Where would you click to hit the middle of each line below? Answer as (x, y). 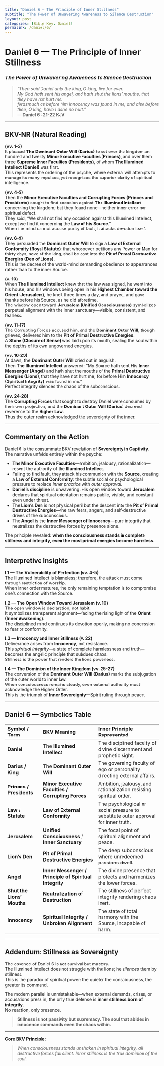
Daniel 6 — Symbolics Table (48, 715)
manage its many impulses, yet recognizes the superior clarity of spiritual (79, 178)
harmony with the (118, 917)
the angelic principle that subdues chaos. (66, 654)
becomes (14, 654)
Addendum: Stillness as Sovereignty (62, 952)
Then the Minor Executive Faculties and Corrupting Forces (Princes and (79, 198)
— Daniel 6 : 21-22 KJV (41, 114)
